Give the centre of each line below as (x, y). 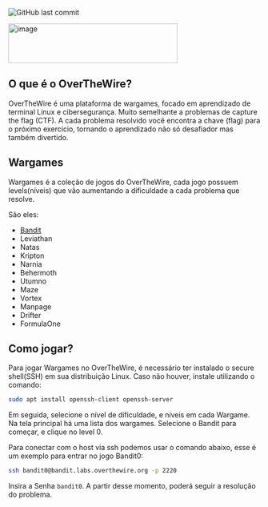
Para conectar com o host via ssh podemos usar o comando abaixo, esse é (132, 448)
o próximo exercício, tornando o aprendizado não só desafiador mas (121, 129)
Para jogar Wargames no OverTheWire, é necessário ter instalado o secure (131, 368)
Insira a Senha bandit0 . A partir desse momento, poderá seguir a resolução (132, 486)
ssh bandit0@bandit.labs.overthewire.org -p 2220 (93, 471)
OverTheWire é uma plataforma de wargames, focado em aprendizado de (130, 103)
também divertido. (38, 137)
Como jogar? (41, 349)
